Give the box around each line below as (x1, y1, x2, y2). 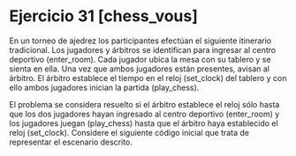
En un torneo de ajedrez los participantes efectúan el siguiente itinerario (9, 35, 272, 46)
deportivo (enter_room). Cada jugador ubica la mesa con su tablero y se (9, 54, 271, 64)
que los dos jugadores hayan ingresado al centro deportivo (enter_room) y (9, 108, 280, 119)
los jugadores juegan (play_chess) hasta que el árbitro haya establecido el (9, 117, 278, 129)
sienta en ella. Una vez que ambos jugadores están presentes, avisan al (9, 63, 269, 74)
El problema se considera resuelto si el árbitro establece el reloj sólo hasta (9, 99, 280, 109)
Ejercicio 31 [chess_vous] (9, 6, 199, 26)
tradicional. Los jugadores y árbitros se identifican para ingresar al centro (9, 44, 277, 55)
